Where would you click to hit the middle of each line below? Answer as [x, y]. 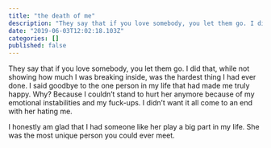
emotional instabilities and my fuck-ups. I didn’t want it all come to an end [130, 103]
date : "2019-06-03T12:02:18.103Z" [67, 31]
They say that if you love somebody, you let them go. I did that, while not [129, 68]
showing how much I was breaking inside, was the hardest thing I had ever [132, 77]
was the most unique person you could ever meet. [92, 136]
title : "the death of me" [52, 16]
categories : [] [34, 38]
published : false [38, 46]
